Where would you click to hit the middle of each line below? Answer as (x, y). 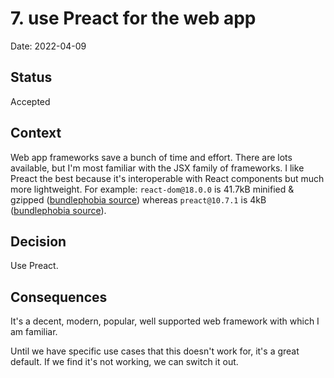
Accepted (30, 101)
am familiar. (34, 332)
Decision (38, 241)
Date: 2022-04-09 (48, 46)
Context (36, 133)
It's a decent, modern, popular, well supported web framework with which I (165, 321)
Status (31, 77)
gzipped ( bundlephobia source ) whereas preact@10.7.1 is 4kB (138, 199)
